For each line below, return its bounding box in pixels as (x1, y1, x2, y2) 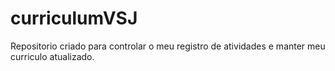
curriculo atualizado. (10, 50, 95, 62)
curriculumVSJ (10, 7, 138, 30)
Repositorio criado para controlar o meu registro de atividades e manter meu (10, 40, 326, 52)
